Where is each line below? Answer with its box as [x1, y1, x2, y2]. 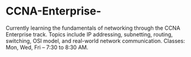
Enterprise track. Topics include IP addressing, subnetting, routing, [5, 30, 173, 38]
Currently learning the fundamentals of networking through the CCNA [5, 24, 181, 32]
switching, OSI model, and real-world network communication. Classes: [5, 37, 186, 44]
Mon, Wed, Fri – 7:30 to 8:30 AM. [5, 44, 89, 51]
